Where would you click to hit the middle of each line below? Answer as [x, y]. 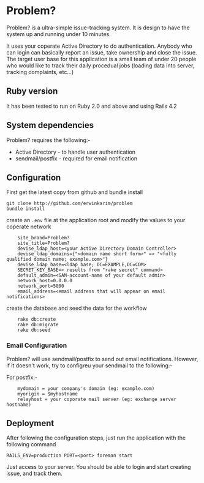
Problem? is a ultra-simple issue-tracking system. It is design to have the [98, 28]
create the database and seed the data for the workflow [77, 308]
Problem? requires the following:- [48, 140]
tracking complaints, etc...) [40, 72]
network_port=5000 [41, 286]
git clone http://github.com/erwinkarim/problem [70, 204]
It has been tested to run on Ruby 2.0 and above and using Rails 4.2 [92, 106]
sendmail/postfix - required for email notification [76, 158]
